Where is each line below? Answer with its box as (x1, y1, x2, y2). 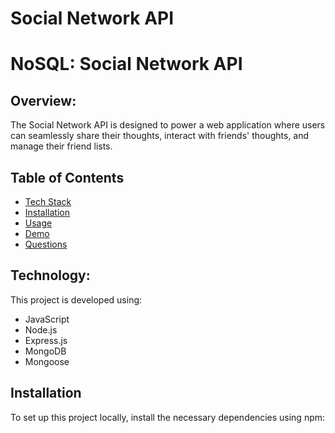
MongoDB (24, 345, 67, 357)
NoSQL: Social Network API (10, 53, 243, 76)
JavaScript (24, 313, 70, 325)
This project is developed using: (10, 293, 143, 306)
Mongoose (24, 355, 70, 367)
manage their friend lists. (10, 140, 113, 152)
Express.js (24, 334, 68, 346)
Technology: (10, 267, 91, 284)
